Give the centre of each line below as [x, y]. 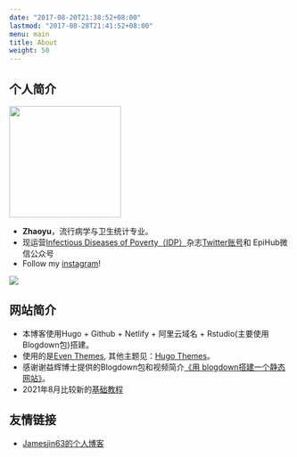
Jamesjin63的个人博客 [63, 443]
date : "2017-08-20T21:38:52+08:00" [75, 17]
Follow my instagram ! [61, 263]
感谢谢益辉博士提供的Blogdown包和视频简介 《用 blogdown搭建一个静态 [154, 367]
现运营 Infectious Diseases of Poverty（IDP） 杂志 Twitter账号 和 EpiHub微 [155, 242]
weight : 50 [29, 51]
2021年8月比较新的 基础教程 [73, 389]
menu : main [29, 34]
